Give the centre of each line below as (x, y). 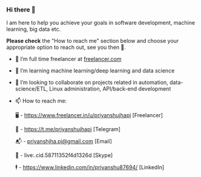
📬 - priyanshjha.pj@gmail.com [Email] (63, 141)
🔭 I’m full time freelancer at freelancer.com (68, 59)
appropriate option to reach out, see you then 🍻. (66, 47)
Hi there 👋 (21, 10)
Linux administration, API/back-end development (110, 89)
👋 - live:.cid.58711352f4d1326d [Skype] (64, 155)
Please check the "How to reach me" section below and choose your (93, 41)
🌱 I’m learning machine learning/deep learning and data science (95, 71)
